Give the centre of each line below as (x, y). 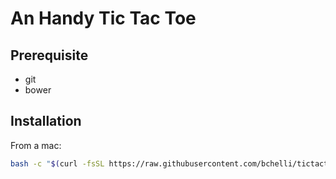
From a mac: (36, 145)
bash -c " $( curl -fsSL (57, 163)
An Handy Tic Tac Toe (103, 18)
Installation (46, 121)
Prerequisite (49, 55)
